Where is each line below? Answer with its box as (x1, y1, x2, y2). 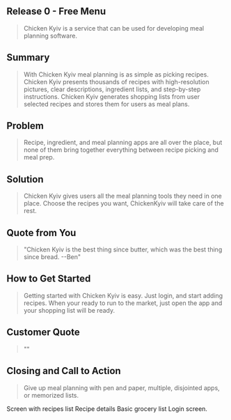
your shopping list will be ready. (23, 306, 115, 314)
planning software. (23, 31, 78, 40)
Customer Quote (6, 327, 81, 339)
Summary (6, 52, 50, 63)
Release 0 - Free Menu (6, 6, 106, 17)
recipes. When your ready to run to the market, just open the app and (23, 299, 223, 307)
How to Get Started (6, 273, 91, 285)
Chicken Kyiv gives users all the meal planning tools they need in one (23, 192, 222, 201)
